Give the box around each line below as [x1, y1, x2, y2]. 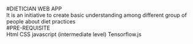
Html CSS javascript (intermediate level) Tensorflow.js [6, 31, 142, 38]
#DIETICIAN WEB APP [6, 5, 62, 12]
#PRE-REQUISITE [6, 24, 51, 31]
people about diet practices [6, 18, 76, 25]
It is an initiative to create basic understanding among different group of [6, 11, 188, 19]
